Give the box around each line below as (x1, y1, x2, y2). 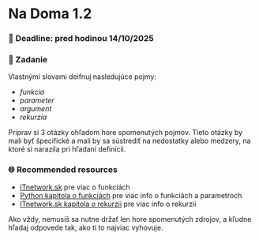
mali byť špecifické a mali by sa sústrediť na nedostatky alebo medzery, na (8, 136, 251, 146)
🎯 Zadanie (8, 54, 48, 66)
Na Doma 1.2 (8, 5, 92, 23)
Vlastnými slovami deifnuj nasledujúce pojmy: (8, 72, 156, 81)
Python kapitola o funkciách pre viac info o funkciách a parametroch (19, 190, 242, 200)
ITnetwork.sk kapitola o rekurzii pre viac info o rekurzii (19, 199, 197, 208)
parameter (19, 96, 54, 105)
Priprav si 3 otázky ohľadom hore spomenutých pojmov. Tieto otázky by (8, 128, 243, 137)
